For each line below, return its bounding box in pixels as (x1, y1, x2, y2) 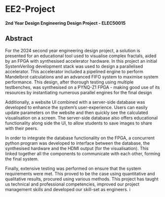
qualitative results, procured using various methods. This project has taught (5, 176, 159, 182)
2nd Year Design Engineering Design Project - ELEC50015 (5, 20, 126, 26)
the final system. (5, 156, 39, 161)
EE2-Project (5, 3, 55, 15)
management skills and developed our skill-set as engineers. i (5, 186, 131, 192)
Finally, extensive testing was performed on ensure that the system (5, 165, 141, 171)
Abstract (5, 35, 33, 43)
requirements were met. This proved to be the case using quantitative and (5, 170, 155, 176)
